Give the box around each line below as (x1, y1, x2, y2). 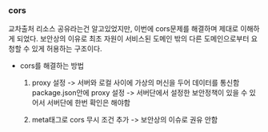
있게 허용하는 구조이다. (31, 44, 102, 54)
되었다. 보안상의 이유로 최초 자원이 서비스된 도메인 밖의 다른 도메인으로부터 (16, 34, 250, 44)
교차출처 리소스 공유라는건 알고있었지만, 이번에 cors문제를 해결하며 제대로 (8, 24, 238, 34)
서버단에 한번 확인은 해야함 (46, 98, 130, 108)
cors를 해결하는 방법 (19, 61, 84, 70)
